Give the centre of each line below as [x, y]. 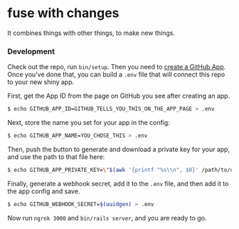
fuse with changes [63, 13]
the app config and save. [44, 191]
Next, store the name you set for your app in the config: [89, 123]
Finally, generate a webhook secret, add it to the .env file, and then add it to [118, 183]
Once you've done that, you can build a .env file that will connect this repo [116, 75]
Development [31, 51]
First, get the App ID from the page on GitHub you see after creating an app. [119, 96]
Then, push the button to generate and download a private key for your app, [118, 149]
